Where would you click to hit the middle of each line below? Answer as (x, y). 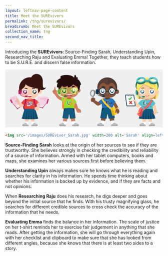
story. (11, 248)
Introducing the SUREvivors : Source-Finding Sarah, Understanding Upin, (80, 52)
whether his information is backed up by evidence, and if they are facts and (83, 181)
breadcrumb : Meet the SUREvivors (40, 26)
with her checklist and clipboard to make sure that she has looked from (78, 237)
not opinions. (19, 186)
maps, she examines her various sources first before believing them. (76, 160)
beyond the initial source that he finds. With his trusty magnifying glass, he (82, 201)
